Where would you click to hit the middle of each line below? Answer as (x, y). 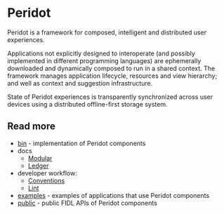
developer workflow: (47, 173)
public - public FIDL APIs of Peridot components (87, 203)
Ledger (38, 166)
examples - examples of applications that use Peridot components (113, 195)
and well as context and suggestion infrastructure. (80, 83)
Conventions (46, 180)
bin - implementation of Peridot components (81, 143)
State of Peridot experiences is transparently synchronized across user (110, 97)
